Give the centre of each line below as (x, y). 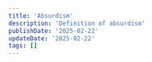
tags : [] (23, 46)
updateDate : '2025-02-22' (51, 38)
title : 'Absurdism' (41, 16)
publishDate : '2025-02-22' (53, 31)
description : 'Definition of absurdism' (77, 23)
